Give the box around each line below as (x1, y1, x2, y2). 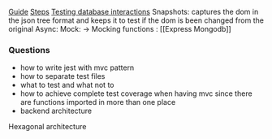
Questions (8, 44, 50, 55)
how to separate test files (19, 72, 106, 81)
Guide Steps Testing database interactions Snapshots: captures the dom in (8, 7, 259, 16)
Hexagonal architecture (8, 122, 87, 132)
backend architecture (19, 106, 92, 116)
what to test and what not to (19, 80, 114, 90)
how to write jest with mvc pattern (19, 63, 135, 72)
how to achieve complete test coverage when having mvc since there (19, 89, 253, 98)
